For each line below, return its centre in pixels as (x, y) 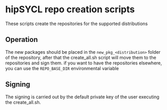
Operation (22, 40)
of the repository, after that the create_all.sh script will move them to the (81, 57)
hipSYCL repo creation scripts (70, 9)
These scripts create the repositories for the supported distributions (77, 24)
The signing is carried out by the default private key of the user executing (82, 97)
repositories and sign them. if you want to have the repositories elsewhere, (83, 63)
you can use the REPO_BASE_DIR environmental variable (62, 68)
